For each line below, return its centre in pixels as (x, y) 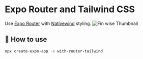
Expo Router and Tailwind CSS (70, 9)
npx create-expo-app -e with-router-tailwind (54, 51)
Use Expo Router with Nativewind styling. (48, 23)
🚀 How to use (26, 39)
